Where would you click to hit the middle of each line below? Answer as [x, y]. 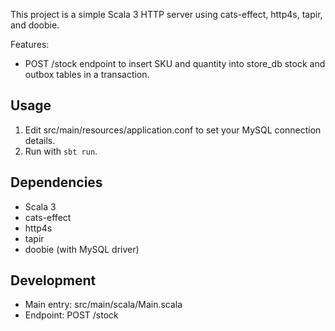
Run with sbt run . [61, 151]
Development [53, 280]
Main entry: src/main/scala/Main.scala [103, 305]
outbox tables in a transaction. [87, 74]
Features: [30, 44]
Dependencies [56, 182]
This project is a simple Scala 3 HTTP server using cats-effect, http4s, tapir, [166, 14]
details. [40, 140]
